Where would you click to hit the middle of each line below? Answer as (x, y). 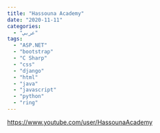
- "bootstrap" (33, 52)
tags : (15, 39)
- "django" (29, 71)
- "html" (26, 77)
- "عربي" (26, 33)
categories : (24, 26)
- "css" (24, 64)
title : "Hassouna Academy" (46, 13)
